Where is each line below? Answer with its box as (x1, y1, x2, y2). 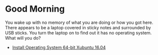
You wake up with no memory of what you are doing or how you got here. (5, 19, 154, 25)
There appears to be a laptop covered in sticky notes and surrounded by (5, 24, 151, 30)
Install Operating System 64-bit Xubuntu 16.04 (12, 44, 106, 50)
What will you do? (5, 35, 41, 41)
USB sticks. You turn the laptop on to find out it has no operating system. (5, 30, 152, 36)
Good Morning (5, 3, 65, 15)
